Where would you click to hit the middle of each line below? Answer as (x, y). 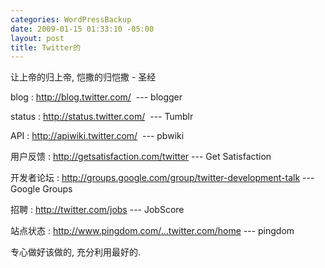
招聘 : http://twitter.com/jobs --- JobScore (97, 210)
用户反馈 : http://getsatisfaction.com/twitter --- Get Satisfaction (141, 157)
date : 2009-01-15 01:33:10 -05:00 (82, 29)
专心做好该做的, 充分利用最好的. (76, 252)
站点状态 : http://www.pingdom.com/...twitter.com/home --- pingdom (152, 231)
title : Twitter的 (46, 47)
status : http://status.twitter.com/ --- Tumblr (102, 117)
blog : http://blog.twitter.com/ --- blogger (96, 97)
